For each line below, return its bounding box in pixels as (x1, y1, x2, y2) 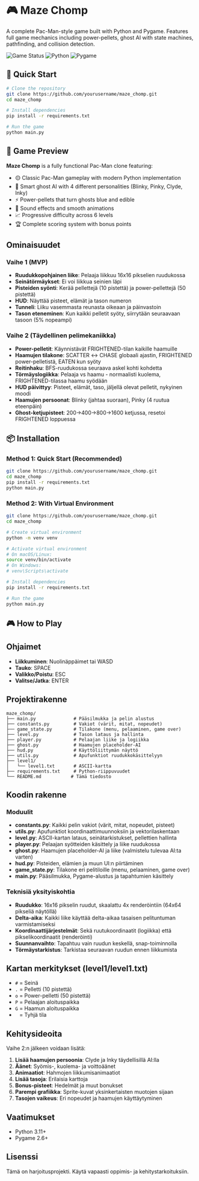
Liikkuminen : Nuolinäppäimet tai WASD (14, 658, 113, 665)
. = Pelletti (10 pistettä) (14, 986, 72, 993)
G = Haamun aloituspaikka (14, 1005, 79, 1012)
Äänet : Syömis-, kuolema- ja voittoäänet (14, 1063, 116, 1070)
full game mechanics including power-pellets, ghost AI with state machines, (6, 34, 194, 41)
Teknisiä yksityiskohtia (6, 888, 75, 896)
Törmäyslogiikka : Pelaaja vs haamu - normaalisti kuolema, (14, 370, 161, 378)
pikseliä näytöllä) (14, 907, 57, 915)
